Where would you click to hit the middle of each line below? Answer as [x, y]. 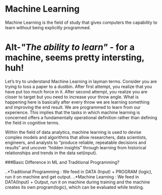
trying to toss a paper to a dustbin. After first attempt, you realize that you [79, 87]
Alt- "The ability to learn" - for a [70, 47]
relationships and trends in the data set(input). [51, 153]
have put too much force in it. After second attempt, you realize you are [76, 91]
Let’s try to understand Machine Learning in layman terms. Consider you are [81, 81]
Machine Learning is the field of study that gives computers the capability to [81, 22]
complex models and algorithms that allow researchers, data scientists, [76, 137]
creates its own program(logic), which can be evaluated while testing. [74, 187]
